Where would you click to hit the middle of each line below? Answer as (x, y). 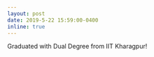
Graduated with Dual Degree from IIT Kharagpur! (77, 47)
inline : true (26, 26)
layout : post (26, 14)
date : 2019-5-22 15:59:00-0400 (53, 20)
